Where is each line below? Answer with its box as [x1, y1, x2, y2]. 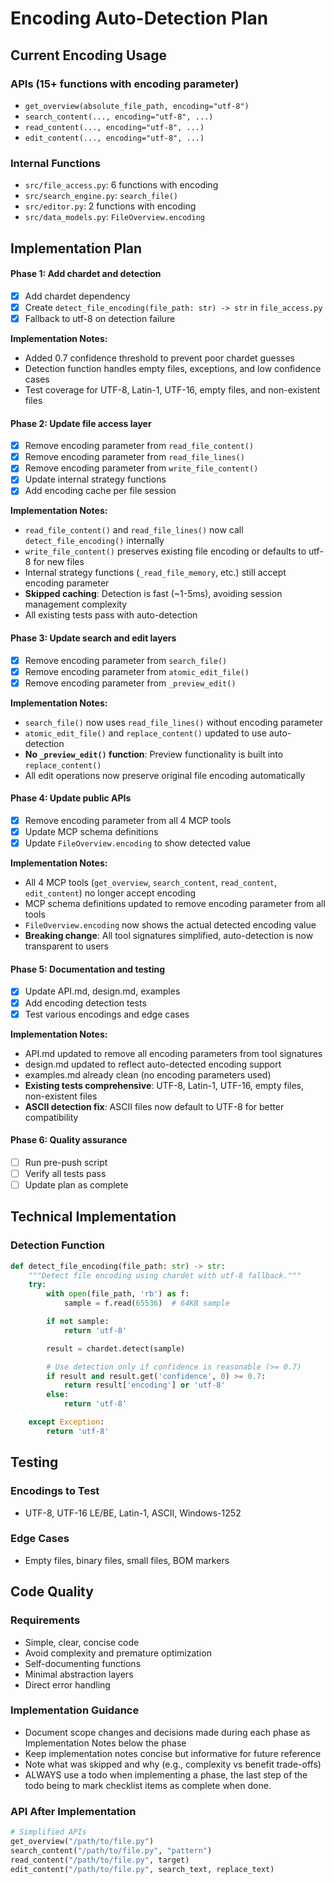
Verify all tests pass [24, 1167, 107, 1179]
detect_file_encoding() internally [24, 535, 165, 547]
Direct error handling [24, 1678, 111, 1691]
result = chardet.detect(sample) [46, 1343, 186, 1354]
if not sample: [46, 1317, 110, 1327]
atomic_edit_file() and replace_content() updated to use [24, 727, 267, 739]
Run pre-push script [24, 1156, 108, 1168]
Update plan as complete [24, 1178, 129, 1191]
